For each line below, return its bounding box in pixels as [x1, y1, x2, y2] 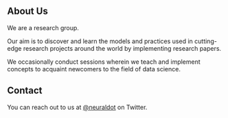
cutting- [194, 37, 218, 45]
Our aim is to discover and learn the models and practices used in [7, 37, 194, 45]
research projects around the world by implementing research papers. [23, 44, 222, 52]
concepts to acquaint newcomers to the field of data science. [7, 64, 181, 73]
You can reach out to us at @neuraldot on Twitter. [7, 103, 148, 111]
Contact [7, 85, 43, 97]
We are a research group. [7, 23, 79, 32]
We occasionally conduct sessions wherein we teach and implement [7, 58, 201, 66]
